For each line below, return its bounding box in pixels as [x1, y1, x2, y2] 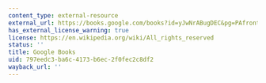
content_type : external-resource [8, 11, 119, 20]
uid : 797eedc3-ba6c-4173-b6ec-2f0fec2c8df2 [8, 56, 154, 64]
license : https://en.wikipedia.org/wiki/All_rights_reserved [8, 33, 215, 42]
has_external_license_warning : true [8, 26, 129, 34]
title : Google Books [8, 48, 77, 56]
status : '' [8, 41, 44, 49]
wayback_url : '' [8, 63, 62, 71]
